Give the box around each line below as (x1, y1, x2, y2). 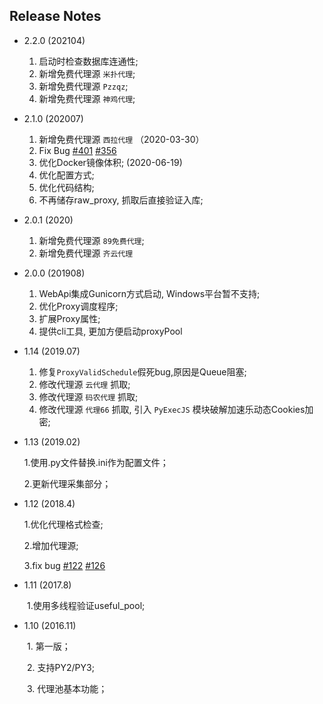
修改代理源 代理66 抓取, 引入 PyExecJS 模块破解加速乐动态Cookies (38, 403, 306, 415)
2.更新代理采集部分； (23, 477, 112, 489)
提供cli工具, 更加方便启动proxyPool (38, 325, 183, 337)
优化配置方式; (38, 169, 95, 181)
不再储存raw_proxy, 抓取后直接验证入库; (38, 194, 204, 206)
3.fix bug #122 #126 (23, 559, 106, 571)
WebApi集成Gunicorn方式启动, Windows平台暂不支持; (38, 287, 261, 299)
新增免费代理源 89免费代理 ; (38, 234, 145, 246)
